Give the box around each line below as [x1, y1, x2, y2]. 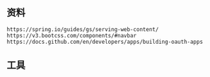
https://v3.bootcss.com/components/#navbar [6, 32, 137, 39]
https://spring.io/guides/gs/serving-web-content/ [6, 25, 159, 33]
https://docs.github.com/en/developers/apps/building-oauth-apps [6, 38, 203, 45]
